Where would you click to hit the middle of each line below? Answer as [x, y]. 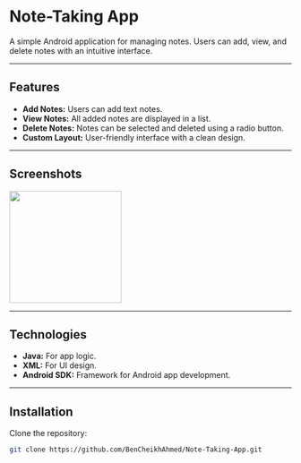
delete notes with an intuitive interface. [81, 50]
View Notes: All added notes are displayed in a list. [116, 118]
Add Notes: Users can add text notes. [92, 108]
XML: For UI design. [59, 365]
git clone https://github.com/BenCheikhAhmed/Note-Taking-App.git [136, 450]
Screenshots [46, 174]
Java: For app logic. [59, 356]
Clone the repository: [48, 433]
